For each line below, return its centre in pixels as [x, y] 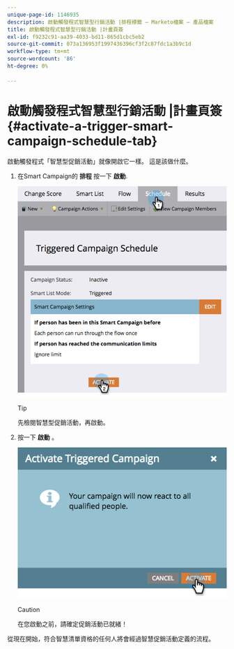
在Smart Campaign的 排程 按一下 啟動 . [72, 176]
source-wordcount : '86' [42, 59]
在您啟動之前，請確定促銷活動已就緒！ [72, 624]
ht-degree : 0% [28, 66]
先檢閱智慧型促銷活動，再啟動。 [63, 422]
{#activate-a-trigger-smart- [90, 126]
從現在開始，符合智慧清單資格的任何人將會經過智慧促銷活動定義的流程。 [111, 639]
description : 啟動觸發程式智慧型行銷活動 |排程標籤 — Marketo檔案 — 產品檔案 [110, 22]
